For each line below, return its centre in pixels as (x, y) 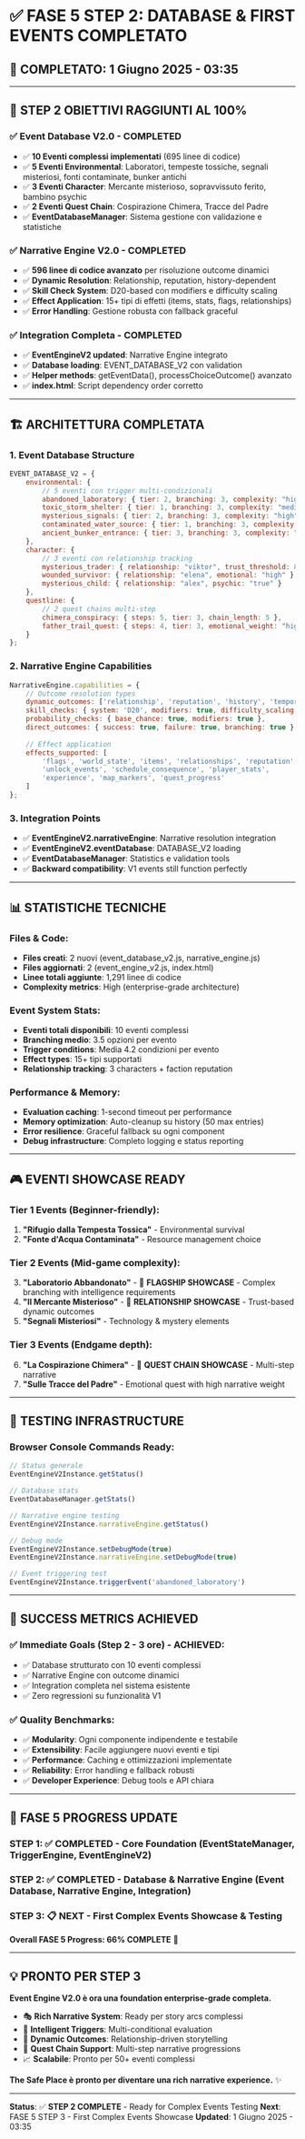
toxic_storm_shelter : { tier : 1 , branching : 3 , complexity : (158, 507)
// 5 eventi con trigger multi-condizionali (128, 491)
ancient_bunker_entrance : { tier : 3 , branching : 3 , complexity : (166, 533)
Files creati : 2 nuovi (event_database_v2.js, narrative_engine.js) (141, 958)
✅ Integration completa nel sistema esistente (106, 1685)
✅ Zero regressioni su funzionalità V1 (92, 1695)
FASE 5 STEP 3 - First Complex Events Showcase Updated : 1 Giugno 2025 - (151, 2117)
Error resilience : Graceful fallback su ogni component (123, 1131)
